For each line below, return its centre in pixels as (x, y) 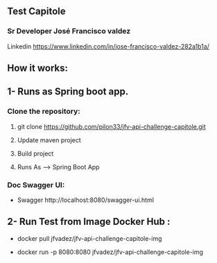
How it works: (37, 68)
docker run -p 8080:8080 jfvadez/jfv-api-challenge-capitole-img (110, 252)
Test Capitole (36, 11)
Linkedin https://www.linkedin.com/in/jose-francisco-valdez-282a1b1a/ (108, 46)
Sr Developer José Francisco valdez (69, 31)
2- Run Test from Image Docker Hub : (89, 222)
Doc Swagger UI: (36, 185)
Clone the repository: (44, 112)
